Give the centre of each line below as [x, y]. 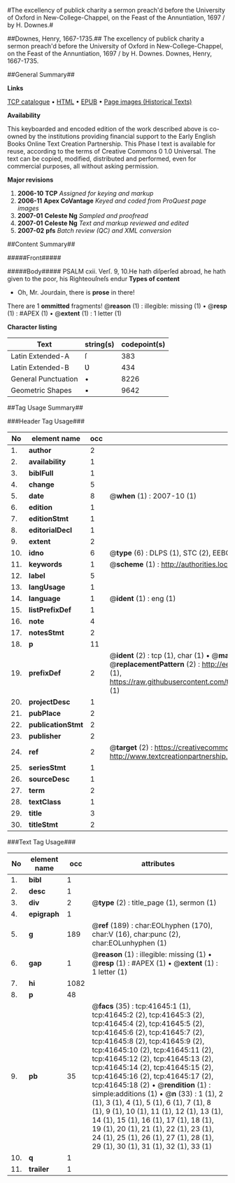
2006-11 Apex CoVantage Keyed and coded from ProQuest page [112, 201]
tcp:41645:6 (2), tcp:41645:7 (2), [148, 1032]
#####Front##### [34, 258]
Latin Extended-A [40, 356]
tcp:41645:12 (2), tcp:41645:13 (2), [153, 1059]
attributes [158, 864]
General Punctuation [44, 379]
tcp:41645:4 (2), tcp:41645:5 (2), [148, 1023]
